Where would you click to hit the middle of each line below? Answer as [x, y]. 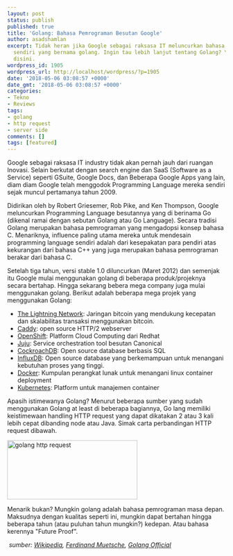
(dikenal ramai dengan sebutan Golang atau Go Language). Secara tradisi [112, 220]
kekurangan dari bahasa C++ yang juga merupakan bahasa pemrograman [113, 250]
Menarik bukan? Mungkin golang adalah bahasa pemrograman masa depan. [116, 509]
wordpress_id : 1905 [35, 65]
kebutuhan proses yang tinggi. [61, 366]
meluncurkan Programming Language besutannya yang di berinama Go [109, 213]
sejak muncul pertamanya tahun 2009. [62, 193]
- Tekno [18, 98]
